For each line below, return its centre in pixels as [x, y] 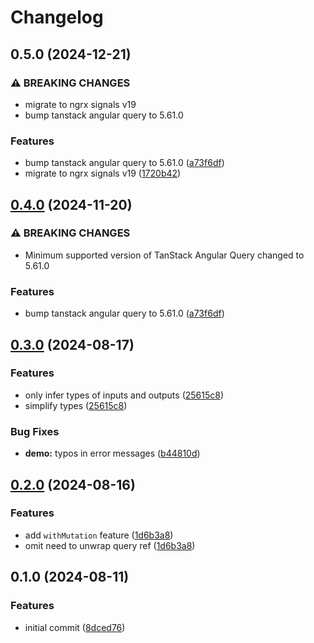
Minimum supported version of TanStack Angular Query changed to [164, 255]
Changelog [57, 17]
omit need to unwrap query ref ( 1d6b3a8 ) [110, 545]
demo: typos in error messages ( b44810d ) [112, 453]
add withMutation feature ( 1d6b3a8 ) [99, 535]
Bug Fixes [35, 431]
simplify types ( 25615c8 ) [76, 405]
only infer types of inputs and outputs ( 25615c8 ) [124, 395]
